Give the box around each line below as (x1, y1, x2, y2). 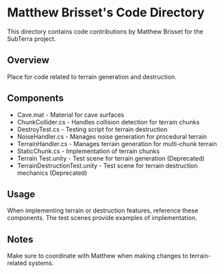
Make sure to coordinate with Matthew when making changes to (7, 251, 188, 260)
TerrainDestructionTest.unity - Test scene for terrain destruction (16, 161, 198, 169)
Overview (7, 55, 50, 66)
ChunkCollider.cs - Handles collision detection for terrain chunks (16, 118, 200, 126)
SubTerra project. (7, 34, 56, 42)
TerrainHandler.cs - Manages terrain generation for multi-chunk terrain (16, 139, 217, 148)
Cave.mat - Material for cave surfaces (16, 111, 125, 119)
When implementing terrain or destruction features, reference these (7, 206, 199, 215)
